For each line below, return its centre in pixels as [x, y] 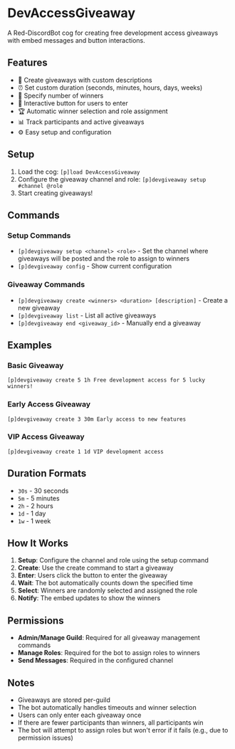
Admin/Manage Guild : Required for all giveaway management [109, 638]
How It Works [38, 544]
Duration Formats [47, 474]
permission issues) [45, 738]
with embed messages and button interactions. [77, 40]
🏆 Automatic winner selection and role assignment [93, 111]
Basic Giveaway [36, 365]
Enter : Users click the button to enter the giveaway [93, 575]
